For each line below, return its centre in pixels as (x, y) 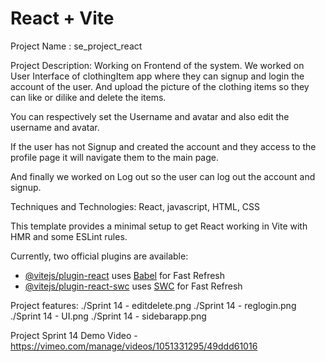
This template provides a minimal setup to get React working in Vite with (159, 226)
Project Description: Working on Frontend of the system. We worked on (157, 65)
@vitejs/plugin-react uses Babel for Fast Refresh (125, 275)
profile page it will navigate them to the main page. (115, 157)
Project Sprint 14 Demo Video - (74, 335)
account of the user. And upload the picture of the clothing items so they (160, 86)
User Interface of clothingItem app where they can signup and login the (157, 76)
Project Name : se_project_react (76, 46)
